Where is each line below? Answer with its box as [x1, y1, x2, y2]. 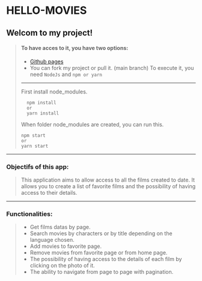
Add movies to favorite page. [29, 242, 102, 250]
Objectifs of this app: [6, 162, 69, 171]
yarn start [20, 143, 49, 149]
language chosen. [29, 236, 75, 244]
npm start [20, 132, 46, 139]
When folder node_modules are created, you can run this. [20, 121, 164, 128]
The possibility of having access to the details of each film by [29, 256, 182, 263]
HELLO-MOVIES [6, 4, 87, 17]
